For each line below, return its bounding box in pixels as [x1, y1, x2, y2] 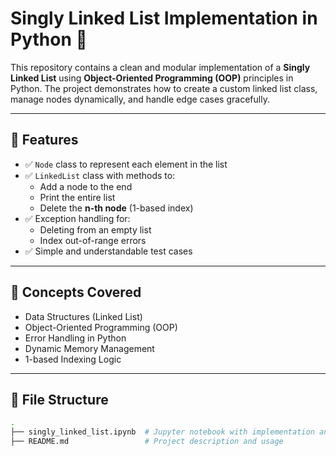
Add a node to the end [39, 180, 133, 192]
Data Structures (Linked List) [24, 310, 143, 322]
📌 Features [10, 132, 79, 149]
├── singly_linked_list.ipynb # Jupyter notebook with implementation [10, 427, 315, 437]
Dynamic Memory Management [24, 342, 155, 354]
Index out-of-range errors [39, 234, 147, 246]
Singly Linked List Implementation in [10, 7, 318, 30]
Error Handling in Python [24, 332, 127, 344]
